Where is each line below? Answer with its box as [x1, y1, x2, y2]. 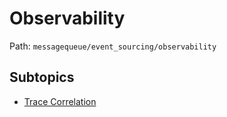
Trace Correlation [23, 95, 97, 107]
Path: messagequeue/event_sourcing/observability [9, 40, 217, 52]
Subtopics [9, 69, 75, 86]
